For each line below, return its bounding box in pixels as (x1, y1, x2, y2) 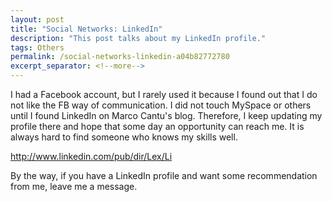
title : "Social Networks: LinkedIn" (10, 24, 163, 34)
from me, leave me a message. (10, 181, 138, 192)
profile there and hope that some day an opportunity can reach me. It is (10, 121, 305, 132)
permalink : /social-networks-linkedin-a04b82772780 (10, 52, 230, 62)
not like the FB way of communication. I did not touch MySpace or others (10, 99, 312, 111)
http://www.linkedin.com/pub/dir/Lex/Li (10, 151, 173, 162)
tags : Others (10, 42, 65, 53)
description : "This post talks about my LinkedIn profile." (10, 33, 267, 43)
